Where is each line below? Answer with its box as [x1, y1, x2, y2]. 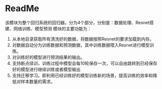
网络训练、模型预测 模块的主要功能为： [13, 25, 91, 32]
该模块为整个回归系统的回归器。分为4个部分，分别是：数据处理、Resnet [5, 19, 150, 25]
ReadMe [5, 3, 39, 14]
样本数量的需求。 [20, 78, 55, 84]
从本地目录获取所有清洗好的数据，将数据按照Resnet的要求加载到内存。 [12, 36, 154, 42]
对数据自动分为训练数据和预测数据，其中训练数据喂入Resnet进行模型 [12, 42, 150, 48]
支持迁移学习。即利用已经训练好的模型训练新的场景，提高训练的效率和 [12, 72, 153, 78]
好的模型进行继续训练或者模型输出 [12, 66, 81, 72]
